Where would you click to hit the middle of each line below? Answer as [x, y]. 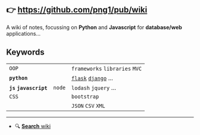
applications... [23, 33]
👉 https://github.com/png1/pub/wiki [77, 10]
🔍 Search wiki [33, 126]
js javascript [28, 88]
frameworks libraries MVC [106, 68]
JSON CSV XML [88, 106]
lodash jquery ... [93, 87]
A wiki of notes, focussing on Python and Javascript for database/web [94, 27]
